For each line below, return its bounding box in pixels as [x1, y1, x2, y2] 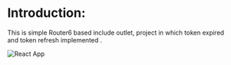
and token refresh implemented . [7, 35, 102, 44]
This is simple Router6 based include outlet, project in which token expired [7, 28, 225, 37]
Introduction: [7, 5, 86, 21]
